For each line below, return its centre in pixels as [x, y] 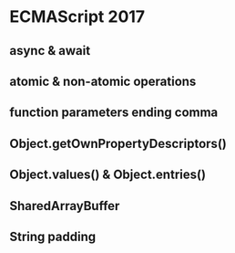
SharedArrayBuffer [65, 206]
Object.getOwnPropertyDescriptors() [118, 143]
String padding [53, 236]
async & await [50, 51]
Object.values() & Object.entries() [108, 175]
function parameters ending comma [114, 113]
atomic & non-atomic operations [103, 81]
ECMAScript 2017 [77, 17]
